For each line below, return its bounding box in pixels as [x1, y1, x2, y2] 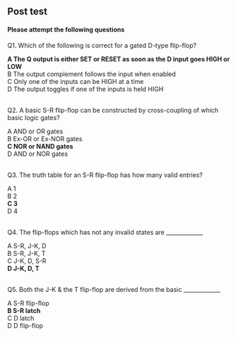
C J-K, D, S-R [7, 257, 47, 265]
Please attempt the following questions [7, 25, 125, 34]
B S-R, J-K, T [7, 249, 46, 257]
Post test [7, 6, 48, 18]
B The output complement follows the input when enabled [7, 70, 177, 78]
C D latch [7, 314, 35, 322]
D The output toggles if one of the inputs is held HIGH [7, 85, 164, 93]
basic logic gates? [7, 113, 60, 122]
